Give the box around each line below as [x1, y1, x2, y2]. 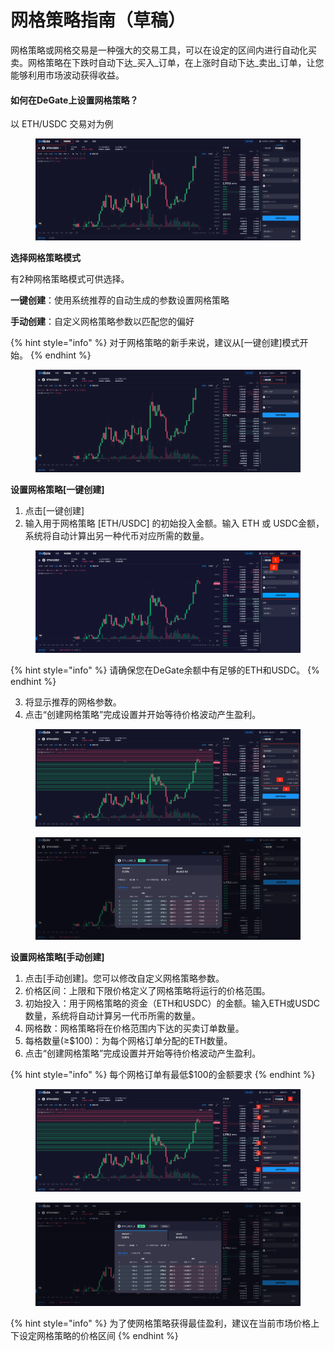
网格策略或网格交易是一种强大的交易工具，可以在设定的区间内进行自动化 [10, 44, 308, 56]
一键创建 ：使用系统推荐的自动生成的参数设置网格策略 [10, 294, 230, 306]
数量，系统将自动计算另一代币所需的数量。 [24, 1010, 201, 1022]
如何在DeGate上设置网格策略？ [10, 94, 139, 106]
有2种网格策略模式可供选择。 [10, 273, 130, 285]
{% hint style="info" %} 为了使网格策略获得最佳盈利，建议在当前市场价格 [10, 1317, 312, 1330]
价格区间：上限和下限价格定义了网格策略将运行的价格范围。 [24, 985, 271, 997]
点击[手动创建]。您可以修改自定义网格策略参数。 [24, 972, 225, 985]
